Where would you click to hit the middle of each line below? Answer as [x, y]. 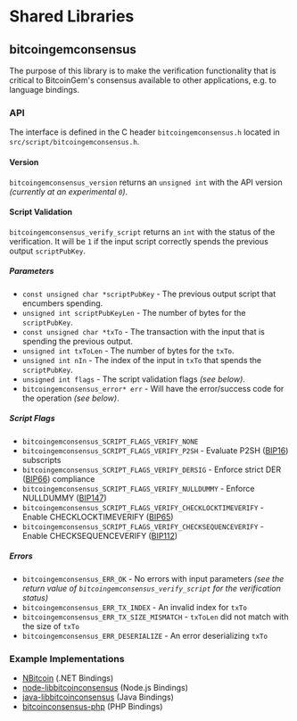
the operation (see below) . [70, 398]
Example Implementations [67, 659]
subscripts [41, 460]
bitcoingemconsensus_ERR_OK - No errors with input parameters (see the [153, 578]
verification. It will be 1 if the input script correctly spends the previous [139, 241]
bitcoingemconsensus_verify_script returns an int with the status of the [142, 232]
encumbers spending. [62, 303]
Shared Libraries [72, 17]
